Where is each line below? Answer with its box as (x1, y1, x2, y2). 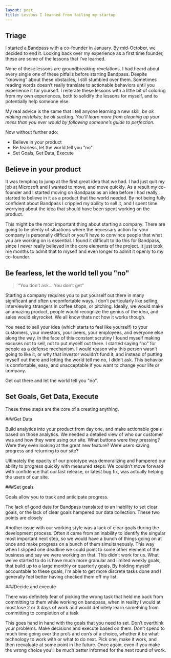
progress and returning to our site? (5, 447, 79, 454)
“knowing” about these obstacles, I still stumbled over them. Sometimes (5, 76, 157, 83)
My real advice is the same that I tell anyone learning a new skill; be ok (5, 108, 154, 114)
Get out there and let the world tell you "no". (5, 377, 98, 384)
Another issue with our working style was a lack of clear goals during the (5, 524, 159, 531)
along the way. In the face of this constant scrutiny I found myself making (5, 334, 160, 341)
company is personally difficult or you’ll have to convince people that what (5, 232, 162, 238)
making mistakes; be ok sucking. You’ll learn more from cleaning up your (5, 114, 160, 120)
